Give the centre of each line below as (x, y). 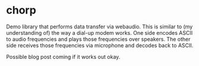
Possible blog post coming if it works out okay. (63, 57)
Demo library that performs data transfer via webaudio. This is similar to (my (99, 27)
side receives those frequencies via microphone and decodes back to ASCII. (100, 45)
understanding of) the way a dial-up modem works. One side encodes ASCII (99, 32)
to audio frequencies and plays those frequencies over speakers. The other (98, 39)
